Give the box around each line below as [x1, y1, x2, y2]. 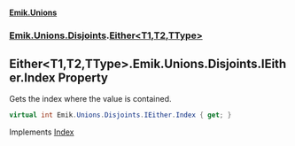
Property [58, 70, 109, 85]
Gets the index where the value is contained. [9, 94, 172, 104]
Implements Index [9, 127, 74, 137]
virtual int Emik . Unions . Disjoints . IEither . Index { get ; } [9, 111, 232, 119]
